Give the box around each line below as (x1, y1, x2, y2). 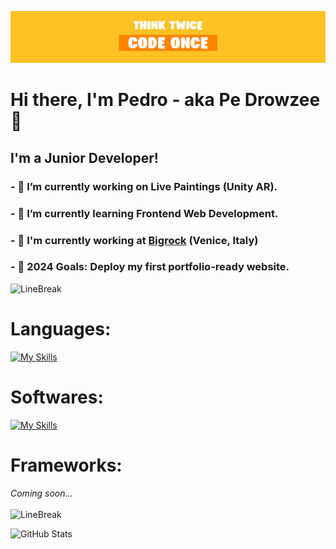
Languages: (10, 318, 112, 340)
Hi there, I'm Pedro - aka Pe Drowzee (10, 89, 321, 111)
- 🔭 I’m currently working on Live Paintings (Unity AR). (10, 179, 278, 193)
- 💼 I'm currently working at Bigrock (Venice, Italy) (10, 233, 259, 247)
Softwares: (10, 386, 104, 408)
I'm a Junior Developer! (10, 149, 159, 166)
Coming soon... (10, 487, 73, 499)
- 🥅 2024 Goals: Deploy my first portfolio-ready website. (10, 260, 290, 274)
